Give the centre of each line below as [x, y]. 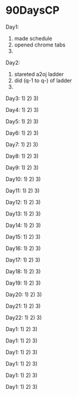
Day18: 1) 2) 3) [23, 271]
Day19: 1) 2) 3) [23, 283]
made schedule [33, 38]
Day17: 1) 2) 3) [23, 260]
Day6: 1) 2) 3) [22, 133]
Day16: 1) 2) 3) [23, 248]
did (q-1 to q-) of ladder [43, 80]
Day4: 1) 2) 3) [22, 110]
